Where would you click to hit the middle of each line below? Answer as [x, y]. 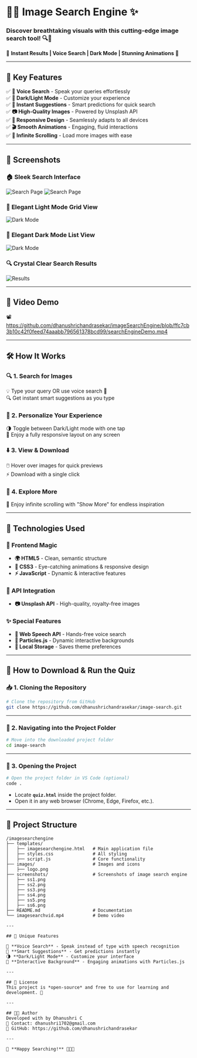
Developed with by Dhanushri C [44, 1018]
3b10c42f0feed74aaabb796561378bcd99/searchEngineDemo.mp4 [87, 332]
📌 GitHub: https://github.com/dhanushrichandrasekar [72, 1028]
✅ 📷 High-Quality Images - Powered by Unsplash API [72, 111]
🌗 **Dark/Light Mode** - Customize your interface [70, 956]
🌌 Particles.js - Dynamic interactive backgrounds [74, 640]
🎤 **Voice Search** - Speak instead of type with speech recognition [93, 946]
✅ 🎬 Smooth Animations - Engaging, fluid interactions [72, 127]
